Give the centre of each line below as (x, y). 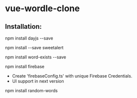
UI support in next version (38, 81)
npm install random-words (31, 90)
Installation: (24, 27)
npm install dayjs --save (29, 38)
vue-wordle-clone (43, 9)
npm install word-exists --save (36, 57)
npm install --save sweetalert (34, 48)
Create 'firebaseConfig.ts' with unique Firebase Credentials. (72, 76)
